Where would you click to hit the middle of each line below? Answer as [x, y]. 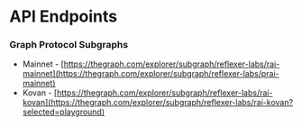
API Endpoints [64, 17]
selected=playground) [64, 112]
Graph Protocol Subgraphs [69, 45]
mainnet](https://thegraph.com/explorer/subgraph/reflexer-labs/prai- [151, 74]
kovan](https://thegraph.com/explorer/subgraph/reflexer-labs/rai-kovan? [158, 103]
